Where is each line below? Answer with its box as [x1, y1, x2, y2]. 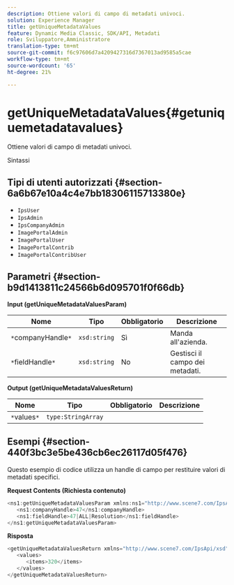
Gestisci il [170, 348, 202, 358]
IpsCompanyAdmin [17, 222, 65, 229]
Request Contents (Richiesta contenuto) [7, 486, 127, 494]
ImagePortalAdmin [17, 230, 68, 237]
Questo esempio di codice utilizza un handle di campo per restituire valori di [7, 465, 226, 473]
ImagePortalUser [17, 237, 65, 244]
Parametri [7, 270, 51, 283]
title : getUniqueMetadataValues [7, 23, 101, 30]
